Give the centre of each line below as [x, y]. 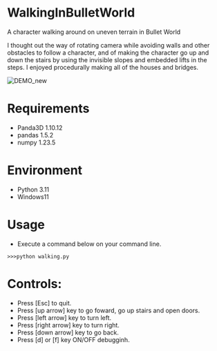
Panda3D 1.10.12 [40, 127]
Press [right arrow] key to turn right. [68, 325]
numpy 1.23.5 [36, 142]
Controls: [35, 284]
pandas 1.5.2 [35, 135]
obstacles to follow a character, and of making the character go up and [108, 53]
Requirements [48, 109]
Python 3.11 [33, 189]
